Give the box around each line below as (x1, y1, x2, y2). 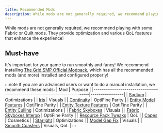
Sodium (129, 92, 145, 98)
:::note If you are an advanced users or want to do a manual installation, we (5, 82, 155, 88)
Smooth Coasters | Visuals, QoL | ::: (5, 123, 76, 129)
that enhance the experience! (5, 35, 64, 41)
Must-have (5, 49, 39, 57)
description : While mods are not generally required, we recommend (5, 12, 145, 16)
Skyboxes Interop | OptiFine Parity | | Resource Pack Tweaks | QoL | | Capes (5, 112, 158, 118)
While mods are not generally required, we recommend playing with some (5, 25, 153, 30)
